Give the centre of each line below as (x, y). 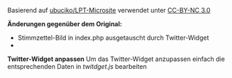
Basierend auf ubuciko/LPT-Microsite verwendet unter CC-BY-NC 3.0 (109, 10)
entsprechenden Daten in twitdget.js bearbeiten (77, 66)
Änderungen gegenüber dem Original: (65, 24)
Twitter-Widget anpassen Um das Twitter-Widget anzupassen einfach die (116, 59)
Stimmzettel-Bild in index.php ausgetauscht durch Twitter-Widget (113, 38)
